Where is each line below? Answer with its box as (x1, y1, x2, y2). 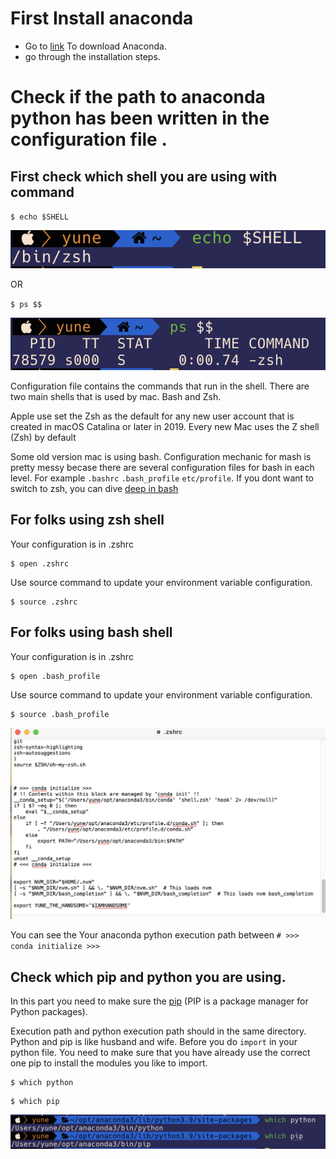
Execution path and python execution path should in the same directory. (10, 1025, 307, 1037)
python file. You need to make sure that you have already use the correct (10, 1046, 311, 1058)
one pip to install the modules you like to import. (10, 1057, 208, 1069)
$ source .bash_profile (10, 709, 110, 719)
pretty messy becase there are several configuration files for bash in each (10, 461, 315, 473)
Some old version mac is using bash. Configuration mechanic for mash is (10, 450, 312, 462)
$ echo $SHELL (10, 212, 70, 222)
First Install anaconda (10, 7, 194, 30)
